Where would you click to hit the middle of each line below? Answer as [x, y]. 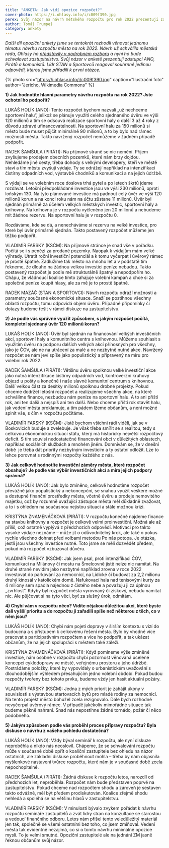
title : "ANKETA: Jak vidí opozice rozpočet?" [54, 10]
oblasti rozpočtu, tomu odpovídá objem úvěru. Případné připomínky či [77, 304]
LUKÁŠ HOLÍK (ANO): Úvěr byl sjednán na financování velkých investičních [83, 334]
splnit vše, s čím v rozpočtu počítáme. [45, 413]
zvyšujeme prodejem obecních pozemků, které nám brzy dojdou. [72, 157]
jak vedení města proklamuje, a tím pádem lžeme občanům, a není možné [81, 408]
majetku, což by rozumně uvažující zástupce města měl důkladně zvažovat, [83, 501]
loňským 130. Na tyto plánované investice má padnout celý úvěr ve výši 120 [83, 194]
